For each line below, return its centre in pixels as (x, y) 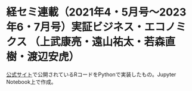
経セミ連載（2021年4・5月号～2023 (96, 12)
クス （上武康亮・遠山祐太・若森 (86, 42)
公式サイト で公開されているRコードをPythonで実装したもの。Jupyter (91, 74)
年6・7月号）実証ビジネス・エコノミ (96, 27)
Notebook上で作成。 (31, 81)
